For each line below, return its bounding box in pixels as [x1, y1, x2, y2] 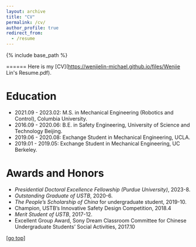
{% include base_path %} [6, 52, 68, 58]
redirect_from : [6, 30, 43, 36]
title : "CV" [6, 14, 35, 20]
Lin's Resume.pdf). [6, 69, 51, 76]
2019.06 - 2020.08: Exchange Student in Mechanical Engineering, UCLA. [14, 134, 191, 141]
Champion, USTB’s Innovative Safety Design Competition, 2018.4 [14, 204, 171, 211]
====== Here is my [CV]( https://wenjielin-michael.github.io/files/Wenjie [6, 63, 180, 70]
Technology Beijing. [14, 127, 63, 134]
